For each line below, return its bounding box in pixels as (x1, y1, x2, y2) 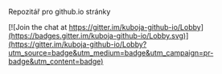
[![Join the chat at (8, 23, 68, 31)
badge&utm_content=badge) (8, 56, 104, 66)
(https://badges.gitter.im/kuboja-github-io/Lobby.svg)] (8, 31, 189, 40)
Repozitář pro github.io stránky (8, 7, 111, 16)
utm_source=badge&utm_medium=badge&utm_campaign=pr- (8, 48, 214, 57)
